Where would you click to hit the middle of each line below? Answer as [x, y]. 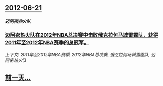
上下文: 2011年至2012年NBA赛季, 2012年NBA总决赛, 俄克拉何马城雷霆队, [78, 54]
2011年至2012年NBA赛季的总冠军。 [47, 43]
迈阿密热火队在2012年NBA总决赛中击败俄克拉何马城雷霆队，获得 [81, 35]
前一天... [18, 77]
